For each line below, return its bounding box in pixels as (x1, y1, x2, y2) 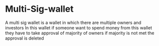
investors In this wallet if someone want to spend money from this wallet (5, 24, 152, 30)
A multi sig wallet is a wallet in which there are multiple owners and (5, 20, 142, 25)
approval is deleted (5, 35, 44, 41)
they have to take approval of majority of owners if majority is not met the (5, 30, 155, 36)
